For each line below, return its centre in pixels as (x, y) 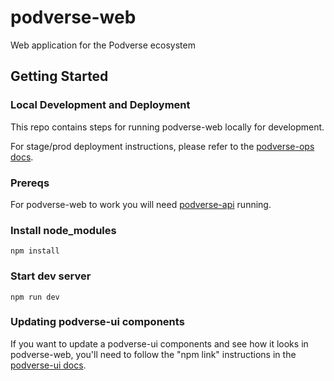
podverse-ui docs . (48, 365)
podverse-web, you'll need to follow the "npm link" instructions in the (153, 354)
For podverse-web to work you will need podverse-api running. (141, 204)
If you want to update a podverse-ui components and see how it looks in (159, 343)
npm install (35, 251)
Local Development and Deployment (100, 105)
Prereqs (30, 183)
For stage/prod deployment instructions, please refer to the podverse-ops (162, 146)
